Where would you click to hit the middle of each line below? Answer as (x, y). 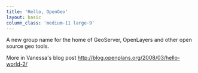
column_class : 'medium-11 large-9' (51, 23)
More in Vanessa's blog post (41, 58)
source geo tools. (28, 46)
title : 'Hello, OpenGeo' (37, 12)
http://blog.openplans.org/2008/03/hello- (129, 58)
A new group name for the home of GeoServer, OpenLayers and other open (99, 40)
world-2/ (17, 64)
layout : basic (24, 17)
